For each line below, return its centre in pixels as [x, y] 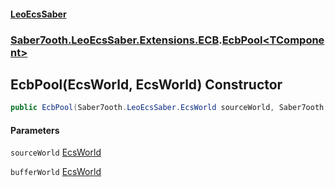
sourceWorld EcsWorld [56, 152]
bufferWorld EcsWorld [56, 172]
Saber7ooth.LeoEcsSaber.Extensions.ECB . [116, 40]
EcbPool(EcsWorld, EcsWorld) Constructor [146, 84]
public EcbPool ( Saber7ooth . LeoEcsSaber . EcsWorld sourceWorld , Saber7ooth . [169, 108]
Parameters [35, 130]
